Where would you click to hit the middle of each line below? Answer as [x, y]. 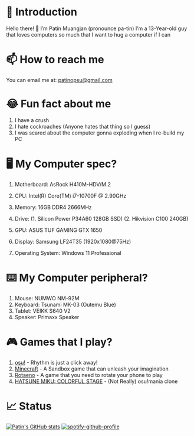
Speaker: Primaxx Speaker [47, 317]
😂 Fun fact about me [59, 104]
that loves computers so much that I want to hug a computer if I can [88, 34]
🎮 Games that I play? [59, 342]
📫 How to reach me [55, 60]
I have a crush [32, 120]
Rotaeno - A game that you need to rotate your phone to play [89, 375]
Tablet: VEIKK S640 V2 [42, 311]
